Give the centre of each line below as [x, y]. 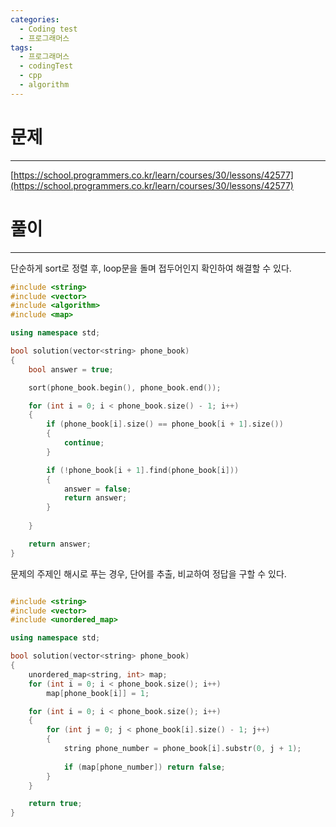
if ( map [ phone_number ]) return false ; [144, 767]
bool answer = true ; [71, 369]
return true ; [55, 804]
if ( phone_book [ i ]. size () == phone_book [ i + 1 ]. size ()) [165, 424]
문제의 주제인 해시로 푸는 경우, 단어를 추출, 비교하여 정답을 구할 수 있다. [148, 573]
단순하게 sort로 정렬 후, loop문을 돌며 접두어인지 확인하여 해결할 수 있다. [151, 268]
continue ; [84, 443]
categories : [35, 19]
